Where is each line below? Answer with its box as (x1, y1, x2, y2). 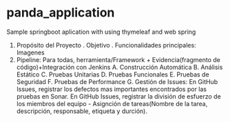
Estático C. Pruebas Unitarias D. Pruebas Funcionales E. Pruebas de (16, 70, 209, 79)
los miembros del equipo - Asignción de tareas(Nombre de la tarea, (16, 99, 208, 108)
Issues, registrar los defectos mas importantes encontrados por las (16, 85, 207, 93)
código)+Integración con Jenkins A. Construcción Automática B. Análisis (16, 63, 223, 71)
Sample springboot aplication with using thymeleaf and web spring (6, 28, 196, 36)
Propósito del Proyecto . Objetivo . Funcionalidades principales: (16, 41, 197, 49)
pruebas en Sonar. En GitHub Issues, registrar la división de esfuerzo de (16, 92, 221, 101)
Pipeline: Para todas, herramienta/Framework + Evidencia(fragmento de (16, 55, 221, 63)
